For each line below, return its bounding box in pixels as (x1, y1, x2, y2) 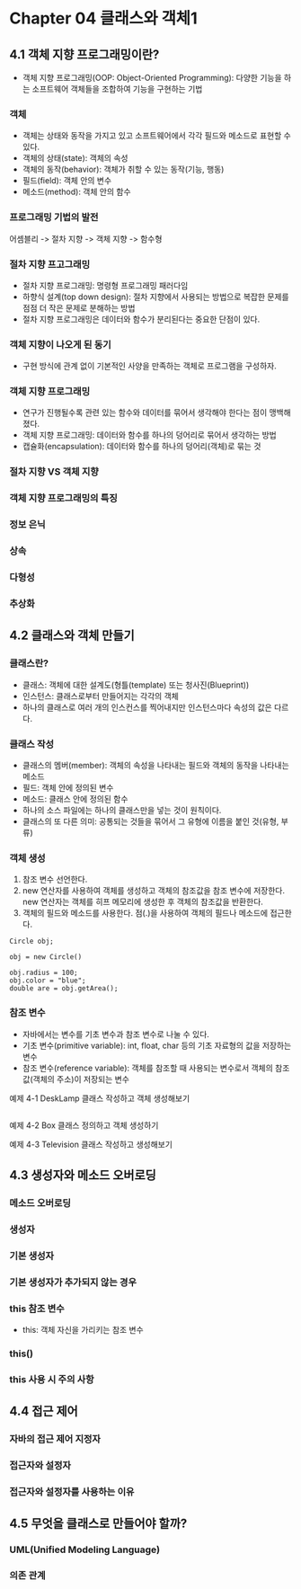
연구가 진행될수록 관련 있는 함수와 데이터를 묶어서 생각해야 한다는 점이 (22, 407, 268, 418)
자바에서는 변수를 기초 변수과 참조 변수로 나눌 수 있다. (22, 1028, 209, 1039)
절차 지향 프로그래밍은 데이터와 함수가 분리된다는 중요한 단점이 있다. (22, 314, 261, 324)
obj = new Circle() (9, 953, 83, 962)
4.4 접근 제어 (9, 1404, 78, 1419)
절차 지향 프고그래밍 (9, 258, 91, 271)
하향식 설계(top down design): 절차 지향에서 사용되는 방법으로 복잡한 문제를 (22, 291, 289, 302)
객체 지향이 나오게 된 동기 (9, 338, 112, 351)
